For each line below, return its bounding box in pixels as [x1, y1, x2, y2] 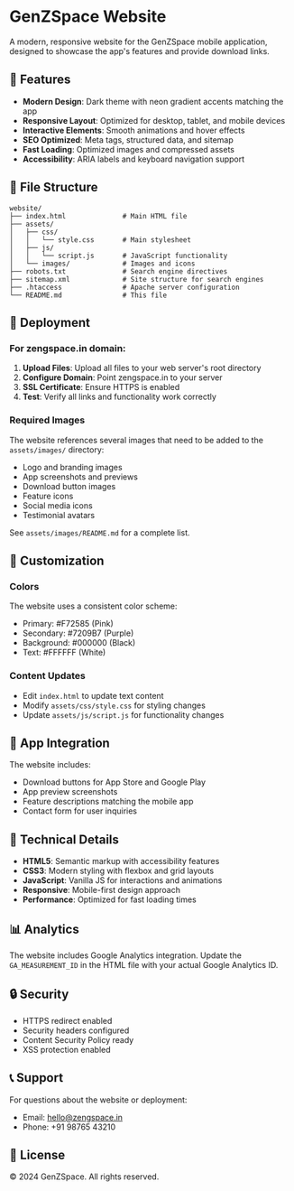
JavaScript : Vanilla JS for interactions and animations [22, 875, 223, 886]
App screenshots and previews [22, 471, 138, 482]
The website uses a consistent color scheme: [9, 600, 178, 611]
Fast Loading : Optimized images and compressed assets [22, 144, 234, 154]
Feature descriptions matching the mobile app [22, 796, 194, 807]
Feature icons [22, 490, 74, 501]
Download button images [22, 480, 116, 491]
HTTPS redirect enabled [22, 1015, 113, 1026]
